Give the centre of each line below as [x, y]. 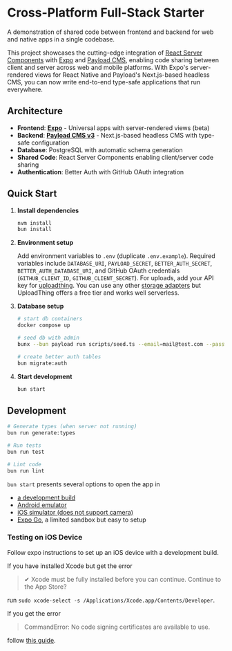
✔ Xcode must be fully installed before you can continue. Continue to [123, 579]
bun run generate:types [41, 433]
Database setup [40, 306]
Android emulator [42, 505]
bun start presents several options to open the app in [84, 484]
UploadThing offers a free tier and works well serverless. [98, 293]
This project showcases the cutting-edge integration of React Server [105, 53]
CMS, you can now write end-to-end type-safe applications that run [104, 82]
